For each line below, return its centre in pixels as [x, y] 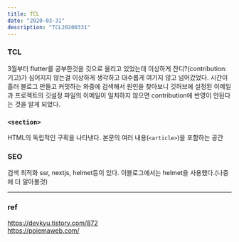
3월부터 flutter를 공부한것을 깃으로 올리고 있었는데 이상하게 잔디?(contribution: [117, 68]
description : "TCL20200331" [49, 27]
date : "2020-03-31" [36, 21]
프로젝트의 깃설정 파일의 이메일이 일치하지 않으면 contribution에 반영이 [113, 95]
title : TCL [23, 14]
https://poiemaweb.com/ [43, 230]
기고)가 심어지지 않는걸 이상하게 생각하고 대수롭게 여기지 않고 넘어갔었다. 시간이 [118, 77]
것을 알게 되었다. [37, 104]
